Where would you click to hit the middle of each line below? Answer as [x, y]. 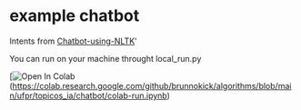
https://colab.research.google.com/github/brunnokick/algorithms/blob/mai [152, 85]
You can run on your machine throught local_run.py [105, 58]
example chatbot [75, 16]
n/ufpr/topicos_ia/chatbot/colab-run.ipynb [88, 95]
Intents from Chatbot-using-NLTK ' [74, 41]
